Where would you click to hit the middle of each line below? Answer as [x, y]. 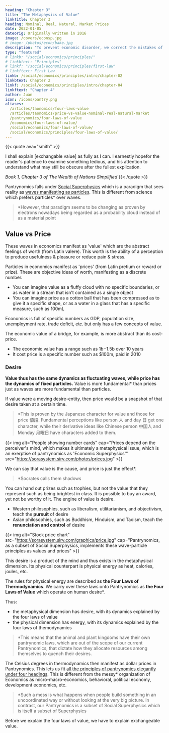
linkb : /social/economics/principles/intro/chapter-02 [64, 76]
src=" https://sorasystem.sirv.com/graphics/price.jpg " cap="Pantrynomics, [82, 540]
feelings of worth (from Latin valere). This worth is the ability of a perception [84, 251]
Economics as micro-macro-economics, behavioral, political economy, [78, 680]
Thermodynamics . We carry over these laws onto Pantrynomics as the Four [84, 587]
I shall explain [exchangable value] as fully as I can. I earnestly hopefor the [82, 156]
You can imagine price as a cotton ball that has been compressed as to [86, 298]
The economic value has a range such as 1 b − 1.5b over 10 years [78, 349]
